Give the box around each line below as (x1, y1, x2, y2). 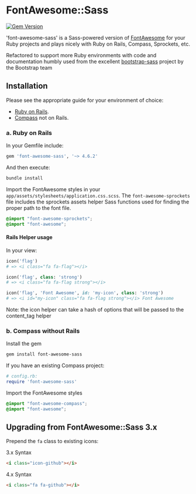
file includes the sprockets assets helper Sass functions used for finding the (6, 198, 190, 205)
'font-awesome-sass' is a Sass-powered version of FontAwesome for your (6, 34, 185, 41)
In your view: (6, 247, 37, 254)
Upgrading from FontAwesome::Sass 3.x (6, 422, 157, 433)
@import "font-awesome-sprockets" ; (6, 216, 93, 222)
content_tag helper (6, 312, 51, 319)
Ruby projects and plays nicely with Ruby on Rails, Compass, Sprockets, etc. (6, 40, 191, 47)
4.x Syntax (6, 471, 32, 478)
